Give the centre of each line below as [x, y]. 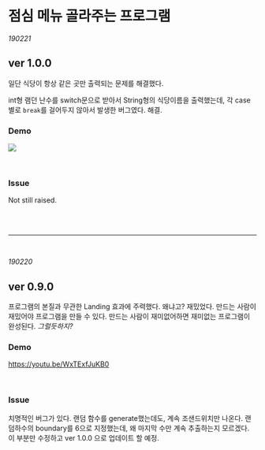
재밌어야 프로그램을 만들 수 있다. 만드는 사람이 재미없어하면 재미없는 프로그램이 [129, 317]
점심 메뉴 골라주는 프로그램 [90, 16]
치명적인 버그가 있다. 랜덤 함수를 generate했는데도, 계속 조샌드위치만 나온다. [126, 418]
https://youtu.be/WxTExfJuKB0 [59, 364]
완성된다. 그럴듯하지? [41, 326]
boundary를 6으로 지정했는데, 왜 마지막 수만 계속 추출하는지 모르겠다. [142, 428]
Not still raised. [33, 200]
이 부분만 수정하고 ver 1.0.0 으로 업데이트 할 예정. [84, 437]
